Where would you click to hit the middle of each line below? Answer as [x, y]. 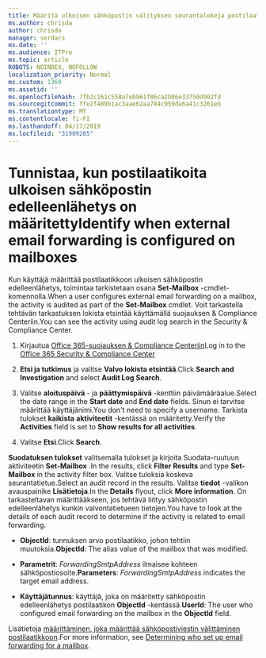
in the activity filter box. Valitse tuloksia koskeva [115, 474]
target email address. [54, 581]
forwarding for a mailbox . [49, 645]
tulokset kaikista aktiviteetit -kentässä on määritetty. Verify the [122, 418]
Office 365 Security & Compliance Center [87, 353]
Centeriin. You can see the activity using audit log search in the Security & [128, 321]
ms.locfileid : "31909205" [51, 133]
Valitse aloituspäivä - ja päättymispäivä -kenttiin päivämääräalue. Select [138, 393]
